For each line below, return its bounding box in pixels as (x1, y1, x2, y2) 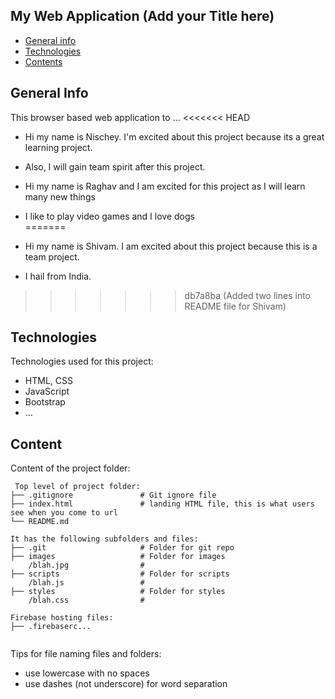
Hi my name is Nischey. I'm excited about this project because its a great (24, 130, 325, 143)
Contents (24, 55, 63, 68)
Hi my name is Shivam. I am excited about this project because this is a (24, 240, 318, 252)
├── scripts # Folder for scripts (10, 569, 230, 579)
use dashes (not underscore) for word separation (24, 678, 228, 690)
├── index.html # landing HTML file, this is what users (10, 499, 315, 509)
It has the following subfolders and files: (10, 534, 199, 544)
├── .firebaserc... (10, 622, 92, 632)
